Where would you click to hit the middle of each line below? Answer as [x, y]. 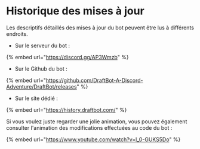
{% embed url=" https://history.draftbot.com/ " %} [67, 110]
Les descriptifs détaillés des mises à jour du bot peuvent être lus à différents [100, 28]
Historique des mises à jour [75, 11]
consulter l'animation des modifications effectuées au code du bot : [89, 127]
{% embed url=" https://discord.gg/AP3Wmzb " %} [68, 57]
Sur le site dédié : [36, 98]
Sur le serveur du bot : [42, 45]
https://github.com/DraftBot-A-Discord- [94, 80]
